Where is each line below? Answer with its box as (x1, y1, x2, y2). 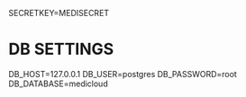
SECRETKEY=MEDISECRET (8, 8, 110, 18)
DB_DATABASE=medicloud (8, 78, 109, 89)
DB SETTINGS (8, 40, 114, 59)
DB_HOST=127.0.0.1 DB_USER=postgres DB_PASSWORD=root (8, 68, 238, 79)
